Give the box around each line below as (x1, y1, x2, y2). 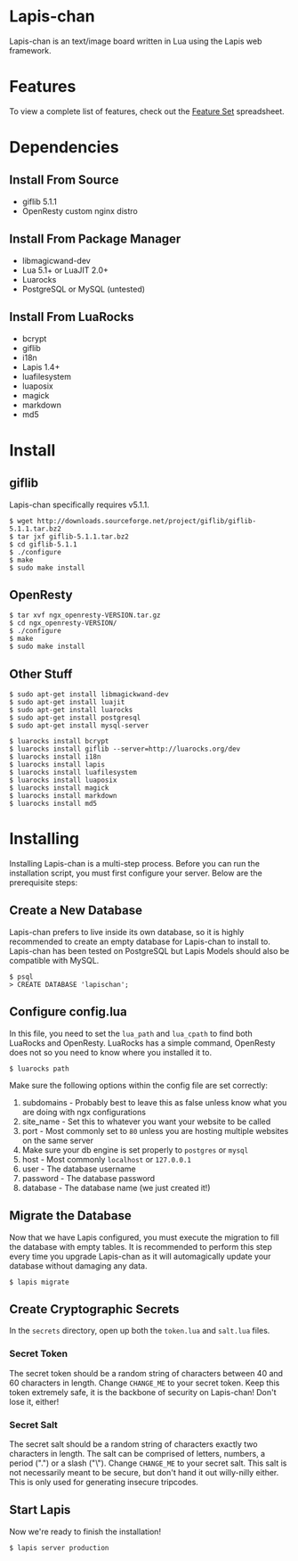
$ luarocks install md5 (9, 800, 98, 809)
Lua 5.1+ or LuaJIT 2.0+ (21, 265, 109, 275)
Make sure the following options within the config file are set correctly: (9, 1080, 269, 1090)
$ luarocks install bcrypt (9, 737, 109, 746)
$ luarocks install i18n (9, 752, 101, 761)
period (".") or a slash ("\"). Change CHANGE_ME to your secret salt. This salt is (9, 1458, 287, 1468)
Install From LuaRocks (9, 309, 134, 325)
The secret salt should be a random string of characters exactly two (9, 1438, 258, 1450)
